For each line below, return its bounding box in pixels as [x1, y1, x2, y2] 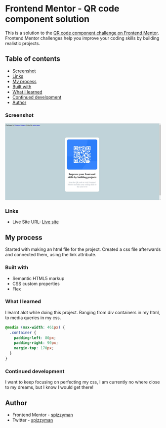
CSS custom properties [12, 281, 60, 286]
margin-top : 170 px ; [14, 346, 54, 351]
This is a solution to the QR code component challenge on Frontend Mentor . [5, 30, 159, 36]
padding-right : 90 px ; [14, 340, 58, 345]
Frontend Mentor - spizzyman [12, 412, 73, 418]
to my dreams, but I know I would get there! [5, 384, 94, 390]
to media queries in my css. [5, 315, 61, 321]
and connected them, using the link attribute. [5, 252, 96, 258]
